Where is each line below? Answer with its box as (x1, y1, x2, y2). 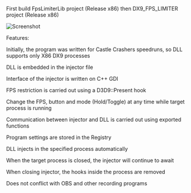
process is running (6, 105, 52, 112)
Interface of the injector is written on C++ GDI (6, 75, 118, 82)
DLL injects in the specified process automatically (6, 145, 128, 152)
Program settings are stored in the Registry (6, 134, 112, 141)
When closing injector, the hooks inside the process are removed (6, 169, 165, 175)
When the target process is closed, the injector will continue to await (6, 157, 174, 164)
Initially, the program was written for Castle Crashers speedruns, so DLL (6, 46, 183, 53)
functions (6, 122, 30, 129)
